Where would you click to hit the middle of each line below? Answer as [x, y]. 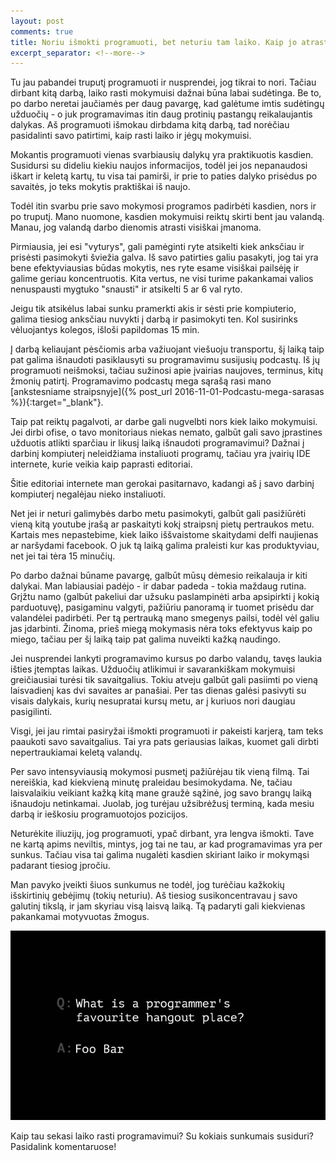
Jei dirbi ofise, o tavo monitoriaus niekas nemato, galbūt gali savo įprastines [166, 432]
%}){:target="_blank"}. [57, 402]
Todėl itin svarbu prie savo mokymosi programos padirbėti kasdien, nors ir [163, 206]
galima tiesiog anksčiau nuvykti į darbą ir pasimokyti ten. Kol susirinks [154, 319]
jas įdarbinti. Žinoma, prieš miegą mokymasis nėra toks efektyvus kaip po [161, 629]
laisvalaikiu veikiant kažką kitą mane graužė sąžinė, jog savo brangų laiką [161, 793]
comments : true [42, 31]
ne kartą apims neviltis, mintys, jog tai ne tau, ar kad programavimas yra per [166, 844]
